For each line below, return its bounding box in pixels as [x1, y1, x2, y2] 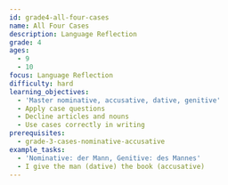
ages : [9, 46, 29, 55]
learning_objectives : [9, 87, 90, 96]
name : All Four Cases [9, 21, 90, 30]
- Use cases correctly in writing [17, 121, 145, 130]
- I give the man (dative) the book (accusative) [17, 162, 205, 171]
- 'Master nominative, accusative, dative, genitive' [17, 95, 221, 105]
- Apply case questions [17, 104, 105, 113]
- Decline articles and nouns [17, 112, 129, 121]
